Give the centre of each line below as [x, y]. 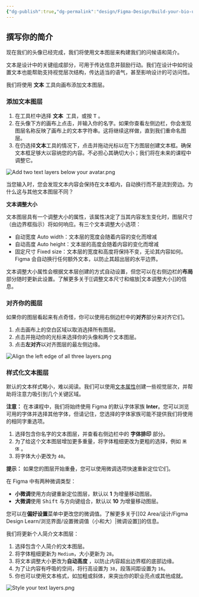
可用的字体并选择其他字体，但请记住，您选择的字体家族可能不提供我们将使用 [99, 414]
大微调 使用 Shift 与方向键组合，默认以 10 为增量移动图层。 [88, 501]
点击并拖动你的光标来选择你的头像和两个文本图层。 [77, 337]
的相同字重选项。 [27, 421]
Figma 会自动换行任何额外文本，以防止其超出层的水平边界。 [88, 259]
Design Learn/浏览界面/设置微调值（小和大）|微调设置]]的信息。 [84, 521]
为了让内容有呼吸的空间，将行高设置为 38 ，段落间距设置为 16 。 [92, 569]
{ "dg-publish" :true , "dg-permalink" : [51, 12]
